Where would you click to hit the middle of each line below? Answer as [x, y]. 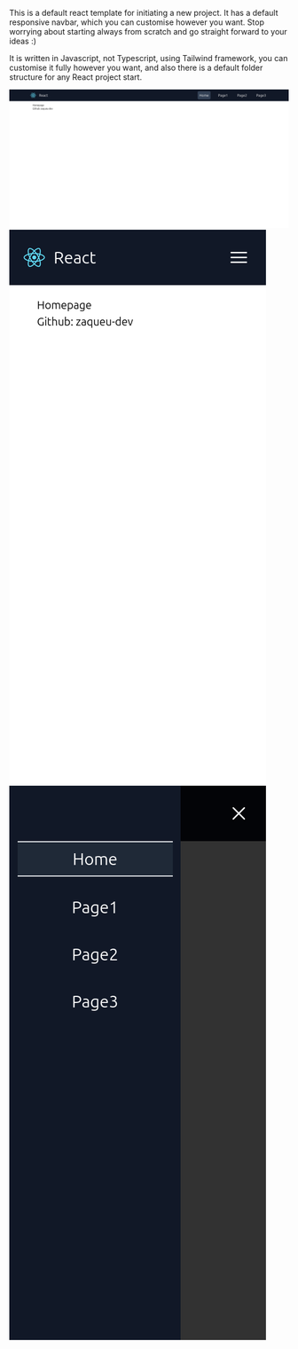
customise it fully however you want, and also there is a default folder [136, 67]
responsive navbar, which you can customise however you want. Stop [137, 22]
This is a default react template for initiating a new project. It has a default [144, 13]
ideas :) [23, 41]
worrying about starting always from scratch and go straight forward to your [149, 31]
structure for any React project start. [76, 77]
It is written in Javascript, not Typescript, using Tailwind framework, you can [149, 58]
